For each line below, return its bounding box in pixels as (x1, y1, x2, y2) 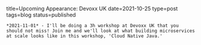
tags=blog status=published (6, 11, 76, 18)
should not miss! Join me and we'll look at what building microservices (6, 28, 196, 34)
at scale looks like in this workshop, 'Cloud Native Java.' (6, 33, 163, 39)
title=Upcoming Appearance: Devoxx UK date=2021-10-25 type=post (6, 5, 178, 12)
